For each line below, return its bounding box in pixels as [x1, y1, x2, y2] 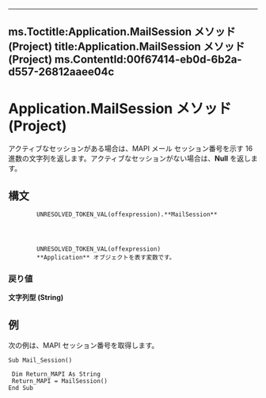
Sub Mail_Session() [8, 357, 73, 365]
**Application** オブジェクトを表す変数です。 [36, 254, 176, 262]
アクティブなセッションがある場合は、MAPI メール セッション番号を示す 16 [8, 144, 253, 154]
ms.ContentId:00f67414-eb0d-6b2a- [54, 53, 242, 66]
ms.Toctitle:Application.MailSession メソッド [8, 25, 236, 39]
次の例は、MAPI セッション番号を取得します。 [8, 341, 159, 351]
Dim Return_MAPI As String [11, 370, 101, 378]
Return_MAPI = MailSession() [11, 377, 108, 385]
